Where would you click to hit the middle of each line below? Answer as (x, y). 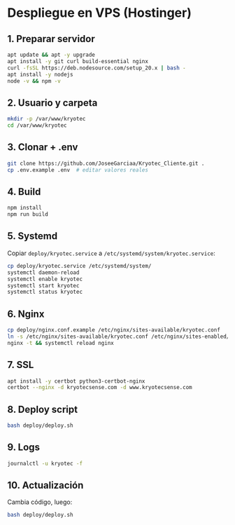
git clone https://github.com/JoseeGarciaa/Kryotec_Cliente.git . (106, 163)
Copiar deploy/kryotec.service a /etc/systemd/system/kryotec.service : (111, 253)
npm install (24, 208)
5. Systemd (33, 236)
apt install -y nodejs (40, 74)
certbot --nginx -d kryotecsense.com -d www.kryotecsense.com (100, 388)
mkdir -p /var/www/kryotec (47, 119)
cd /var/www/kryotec (37, 125)
